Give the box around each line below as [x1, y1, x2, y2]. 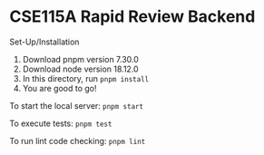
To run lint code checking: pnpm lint [9, 135, 146, 146]
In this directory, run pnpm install [22, 73, 150, 83]
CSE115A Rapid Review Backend [9, 6, 256, 27]
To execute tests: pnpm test [9, 118, 112, 129]
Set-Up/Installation [9, 36, 80, 47]
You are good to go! [22, 82, 97, 93]
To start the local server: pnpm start [9, 100, 143, 111]
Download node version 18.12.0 [22, 63, 139, 74]
